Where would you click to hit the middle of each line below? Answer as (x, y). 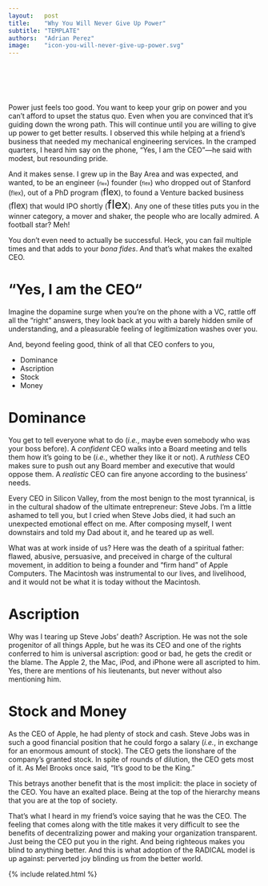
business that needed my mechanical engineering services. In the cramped (132, 142)
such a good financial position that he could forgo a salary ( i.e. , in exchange (133, 742)
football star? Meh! (39, 225)
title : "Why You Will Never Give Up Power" (87, 23)
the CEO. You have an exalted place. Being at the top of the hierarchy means (134, 791)
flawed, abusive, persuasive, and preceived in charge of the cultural (120, 556)
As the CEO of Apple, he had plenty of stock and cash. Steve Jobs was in (129, 734)
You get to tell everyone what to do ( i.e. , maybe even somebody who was (129, 440)
